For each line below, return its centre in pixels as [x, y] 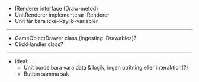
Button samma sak [46, 74]
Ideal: [21, 61]
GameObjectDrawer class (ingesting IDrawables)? [76, 38]
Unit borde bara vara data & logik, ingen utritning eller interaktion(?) [106, 68]
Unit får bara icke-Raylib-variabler [56, 21]
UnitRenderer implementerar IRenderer [62, 15]
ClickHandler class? [39, 44]
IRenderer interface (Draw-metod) [56, 9]
